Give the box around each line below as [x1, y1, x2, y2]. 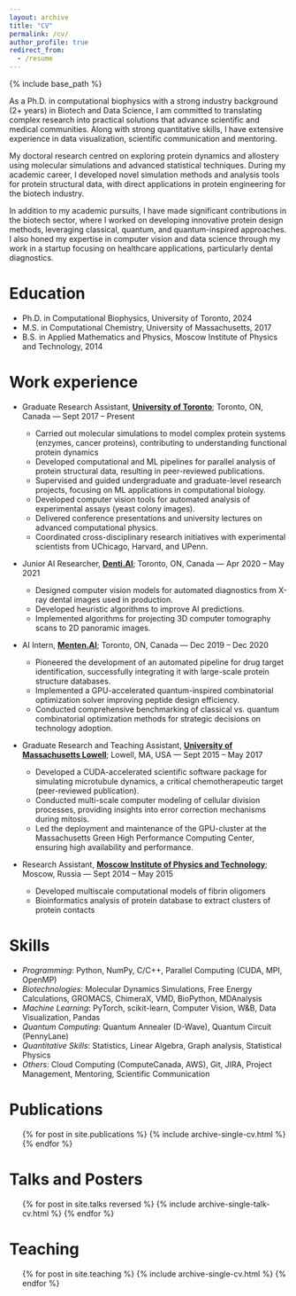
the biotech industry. [9, 188, 85, 199]
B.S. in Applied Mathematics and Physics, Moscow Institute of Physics [21, 332, 278, 342]
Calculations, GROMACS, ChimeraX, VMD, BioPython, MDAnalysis [21, 993, 262, 1003]
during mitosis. [34, 813, 90, 824]
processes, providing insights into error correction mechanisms [34, 804, 267, 815]
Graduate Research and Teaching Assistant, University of [21, 739, 233, 750]
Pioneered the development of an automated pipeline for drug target [34, 657, 285, 668]
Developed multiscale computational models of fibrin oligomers [34, 886, 267, 896]
